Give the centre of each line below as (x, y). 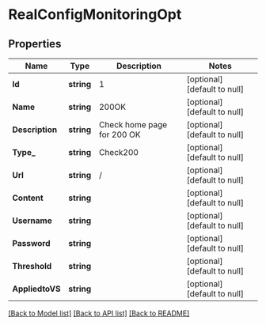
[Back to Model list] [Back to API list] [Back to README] (99, 313)
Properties (35, 44)
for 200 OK (120, 134)
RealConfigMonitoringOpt (95, 15)
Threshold (32, 266)
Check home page (133, 125)
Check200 (118, 152)
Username (32, 221)
